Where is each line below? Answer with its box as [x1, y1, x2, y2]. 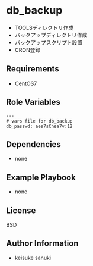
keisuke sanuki [14, 254, 52, 261]
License [6, 205, 36, 215]
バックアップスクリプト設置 [14, 39, 83, 46]
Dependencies [6, 139, 61, 149]
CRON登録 [14, 46, 41, 54]
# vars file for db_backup [6, 118, 73, 124]
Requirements [6, 64, 59, 74]
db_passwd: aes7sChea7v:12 [6, 123, 73, 129]
